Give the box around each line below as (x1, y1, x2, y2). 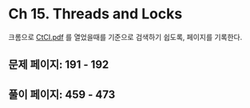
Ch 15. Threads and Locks (8, 5, 183, 23)
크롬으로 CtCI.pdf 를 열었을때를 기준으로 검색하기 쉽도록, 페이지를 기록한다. (8, 32, 243, 42)
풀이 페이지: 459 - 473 (8, 87, 116, 101)
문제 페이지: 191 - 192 (8, 58, 109, 72)
